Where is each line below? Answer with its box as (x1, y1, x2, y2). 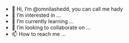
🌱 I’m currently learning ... (11, 18, 74, 24)
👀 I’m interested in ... (11, 12, 61, 19)
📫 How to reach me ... (11, 31, 66, 37)
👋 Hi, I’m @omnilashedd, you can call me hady (11, 6, 124, 12)
